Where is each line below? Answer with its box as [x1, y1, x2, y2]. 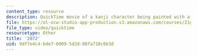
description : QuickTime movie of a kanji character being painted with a [6, 14, 191, 20]
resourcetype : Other [6, 30, 57, 36]
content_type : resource [6, 8, 64, 15]
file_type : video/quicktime [6, 24, 75, 31]
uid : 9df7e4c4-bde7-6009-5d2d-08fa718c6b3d [6, 41, 114, 47]
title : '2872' [6, 36, 41, 41]
